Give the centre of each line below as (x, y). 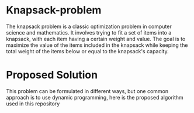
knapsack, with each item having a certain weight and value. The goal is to (96, 39)
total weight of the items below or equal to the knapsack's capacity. (88, 51)
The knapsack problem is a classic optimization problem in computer (89, 26)
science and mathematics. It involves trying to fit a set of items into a (89, 32)
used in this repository (33, 104)
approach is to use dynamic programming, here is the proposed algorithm (95, 97)
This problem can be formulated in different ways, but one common (87, 91)
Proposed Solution (52, 75)
